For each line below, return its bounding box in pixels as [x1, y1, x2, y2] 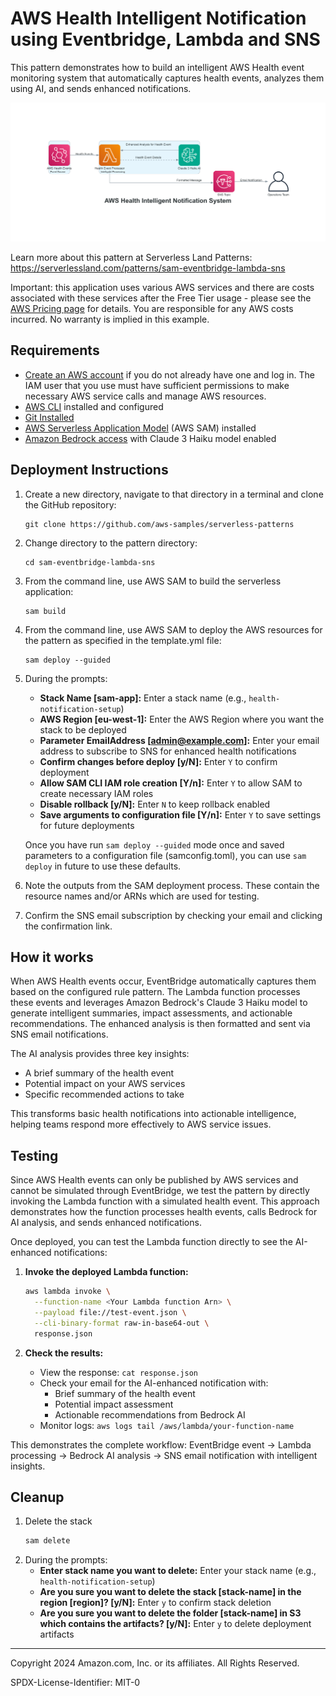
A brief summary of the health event [24, 1067, 175, 1079]
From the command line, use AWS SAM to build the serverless [24, 575, 282, 587]
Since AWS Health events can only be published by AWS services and [10, 1174, 299, 1186]
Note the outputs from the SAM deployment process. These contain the [24, 879, 320, 891]
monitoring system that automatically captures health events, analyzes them [10, 72, 325, 84]
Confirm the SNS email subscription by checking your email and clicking [24, 909, 323, 921]
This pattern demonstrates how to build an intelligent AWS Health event [10, 61, 305, 73]
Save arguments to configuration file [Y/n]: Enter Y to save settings [39, 808, 322, 821]
